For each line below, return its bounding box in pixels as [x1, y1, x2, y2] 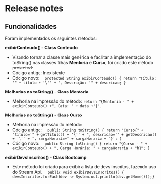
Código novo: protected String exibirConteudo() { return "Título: [12, 75, 157, 81]
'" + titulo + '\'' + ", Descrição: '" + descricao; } [12, 80, 126, 85]
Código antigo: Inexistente [12, 70, 65, 76]
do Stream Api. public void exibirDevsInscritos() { [12, 169, 124, 175]
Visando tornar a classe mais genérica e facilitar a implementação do [12, 54, 151, 60]
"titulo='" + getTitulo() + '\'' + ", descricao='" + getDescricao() [12, 132, 157, 137]
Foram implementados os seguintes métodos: [5, 35, 97, 41]
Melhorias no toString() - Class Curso [5, 112, 83, 118]
